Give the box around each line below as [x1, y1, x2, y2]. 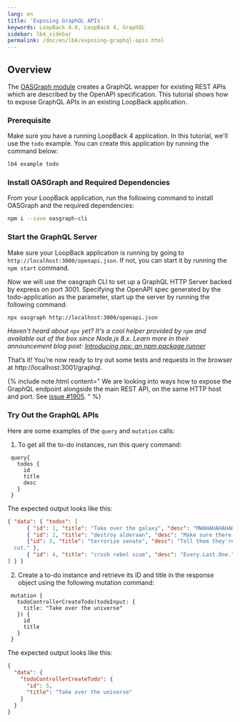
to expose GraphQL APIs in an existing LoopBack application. [7, 97, 188, 106]
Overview [7, 64, 52, 76]
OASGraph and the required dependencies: [7, 201, 134, 210]
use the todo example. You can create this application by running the [7, 139, 209, 148]
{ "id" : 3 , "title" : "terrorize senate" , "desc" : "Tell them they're [26, 538, 235, 545]
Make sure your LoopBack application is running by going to [7, 248, 184, 257]
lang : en [7, 10, 34, 18]
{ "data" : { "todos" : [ [7, 518, 79, 525]
